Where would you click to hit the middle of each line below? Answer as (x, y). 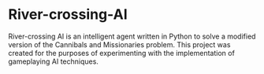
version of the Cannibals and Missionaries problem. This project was (119, 44)
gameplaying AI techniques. (53, 61)
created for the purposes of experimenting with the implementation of (121, 53)
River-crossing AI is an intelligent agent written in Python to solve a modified (132, 36)
